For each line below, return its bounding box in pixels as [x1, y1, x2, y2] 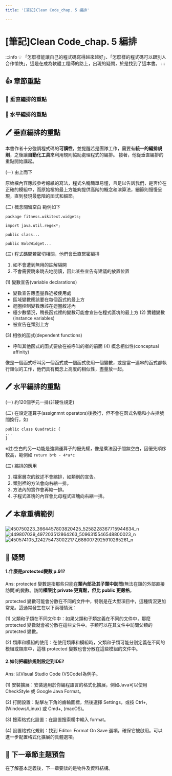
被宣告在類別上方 [12, 321, 49, 327]
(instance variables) [12, 315, 55, 321]
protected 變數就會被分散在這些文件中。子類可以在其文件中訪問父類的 [5, 622, 153, 628]
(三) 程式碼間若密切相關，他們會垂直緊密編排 [5, 251, 100, 257]
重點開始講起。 [5, 158, 37, 164]
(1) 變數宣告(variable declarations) [5, 279, 77, 285]
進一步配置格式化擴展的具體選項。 [5, 734, 77, 740]
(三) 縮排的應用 [5, 463, 37, 469]
